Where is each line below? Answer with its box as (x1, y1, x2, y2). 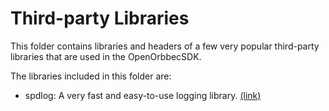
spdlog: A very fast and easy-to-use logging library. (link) (24, 89, 262, 101)
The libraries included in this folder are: (10, 70, 172, 82)
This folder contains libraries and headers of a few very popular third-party (10, 40, 320, 52)
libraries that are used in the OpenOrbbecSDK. (10, 50, 202, 62)
